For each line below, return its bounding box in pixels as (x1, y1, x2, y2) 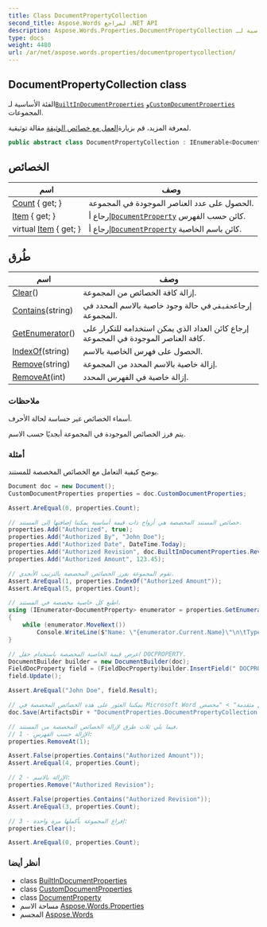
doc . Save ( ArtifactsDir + (8, 708, 91, 716)
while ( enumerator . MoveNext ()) (22, 621, 126, 629)
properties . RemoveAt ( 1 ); (8, 737, 91, 746)
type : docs (8, 33, 44, 42)
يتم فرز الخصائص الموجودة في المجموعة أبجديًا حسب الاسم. (8, 429, 186, 438)
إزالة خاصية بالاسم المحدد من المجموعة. (83, 359, 218, 370)
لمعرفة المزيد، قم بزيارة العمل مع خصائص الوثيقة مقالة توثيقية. (8, 122, 192, 132)
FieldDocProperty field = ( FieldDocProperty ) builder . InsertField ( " (8, 665, 237, 673)
